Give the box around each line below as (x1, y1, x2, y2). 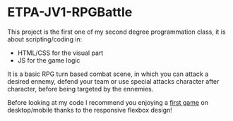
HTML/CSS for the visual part (17, 49, 104, 57)
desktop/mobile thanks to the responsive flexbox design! (7, 106, 173, 114)
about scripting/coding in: (7, 34, 83, 43)
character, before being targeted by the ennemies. (7, 84, 154, 93)
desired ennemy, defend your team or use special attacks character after (7, 77, 220, 85)
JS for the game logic (17, 56, 80, 64)
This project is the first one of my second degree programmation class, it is (7, 27, 226, 36)
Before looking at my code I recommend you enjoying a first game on (7, 98, 208, 106)
